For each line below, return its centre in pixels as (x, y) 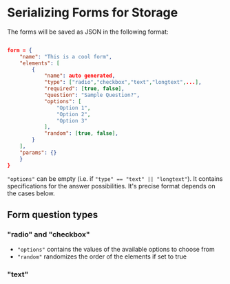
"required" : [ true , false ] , (84, 89)
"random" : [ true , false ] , (81, 133)
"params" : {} (38, 153)
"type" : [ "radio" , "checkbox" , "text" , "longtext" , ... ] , (123, 83)
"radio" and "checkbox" (49, 234)
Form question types (53, 215)
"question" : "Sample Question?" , (92, 95)
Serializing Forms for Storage (93, 13)
